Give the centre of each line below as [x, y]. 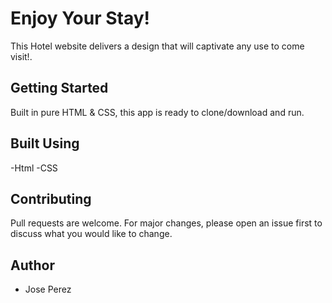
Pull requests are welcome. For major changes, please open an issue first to [166, 223]
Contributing [51, 198]
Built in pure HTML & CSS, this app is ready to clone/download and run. [157, 112]
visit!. [21, 56]
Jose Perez [48, 289]
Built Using [45, 143]
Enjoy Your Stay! [80, 18]
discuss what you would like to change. [91, 234]
